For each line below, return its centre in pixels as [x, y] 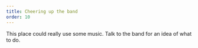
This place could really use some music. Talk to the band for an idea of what [99, 33]
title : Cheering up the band [42, 11]
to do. [13, 40]
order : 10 [18, 17]
